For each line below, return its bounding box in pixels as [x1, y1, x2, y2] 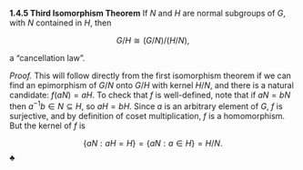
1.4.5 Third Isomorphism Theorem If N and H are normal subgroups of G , [9, 8, 287, 18]
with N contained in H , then [9, 17, 112, 28]
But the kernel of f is [9, 120, 86, 131]
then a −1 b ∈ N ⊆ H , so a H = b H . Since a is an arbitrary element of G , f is [9, 99, 284, 112]
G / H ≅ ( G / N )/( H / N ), [116, 35, 190, 45]
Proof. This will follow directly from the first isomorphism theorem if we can [9, 70, 291, 81]
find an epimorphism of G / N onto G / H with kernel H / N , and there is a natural [9, 80, 294, 90]
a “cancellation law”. [9, 53, 86, 63]
